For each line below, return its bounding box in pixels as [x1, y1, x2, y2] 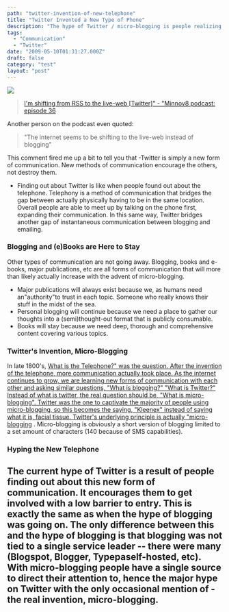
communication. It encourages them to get [7, 487, 193, 499]
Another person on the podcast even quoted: [7, 119, 134, 127]
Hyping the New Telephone [7, 445, 100, 454]
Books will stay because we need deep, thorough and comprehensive [16, 321, 214, 330]
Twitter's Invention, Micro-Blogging [7, 346, 129, 356]
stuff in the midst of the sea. [16, 299, 97, 308]
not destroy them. [7, 168, 57, 176]
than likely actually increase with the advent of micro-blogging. [7, 272, 185, 280]
